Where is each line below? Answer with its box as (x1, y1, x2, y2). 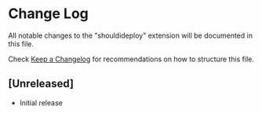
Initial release (19, 97, 63, 107)
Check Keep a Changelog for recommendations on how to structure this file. (8, 54, 255, 64)
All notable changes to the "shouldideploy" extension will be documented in (8, 31, 253, 40)
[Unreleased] (8, 77, 75, 90)
